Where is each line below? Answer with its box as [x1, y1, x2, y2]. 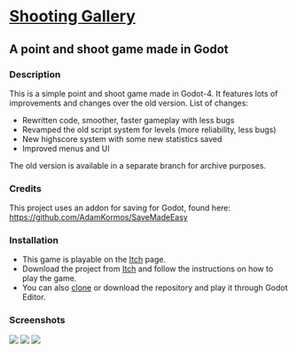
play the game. [21, 273, 77, 284]
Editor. [21, 292, 46, 302]
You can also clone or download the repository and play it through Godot [21, 282, 288, 294]
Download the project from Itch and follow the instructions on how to [21, 263, 274, 274]
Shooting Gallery [9, 6, 136, 27]
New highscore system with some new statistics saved [21, 133, 223, 144]
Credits [9, 182, 42, 194]
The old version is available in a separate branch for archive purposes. [9, 160, 267, 170]
